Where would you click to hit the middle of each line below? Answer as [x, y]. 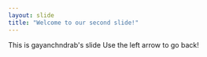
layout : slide [31, 15]
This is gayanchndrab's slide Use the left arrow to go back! [103, 45]
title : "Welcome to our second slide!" [74, 23]
